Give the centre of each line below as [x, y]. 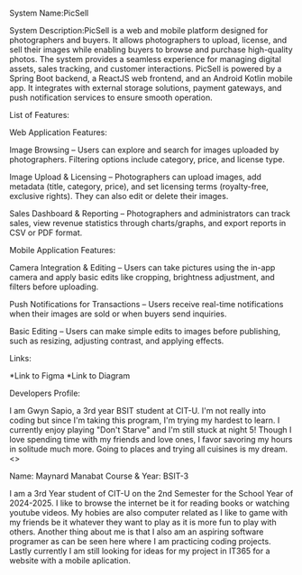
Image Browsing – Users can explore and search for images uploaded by [144, 150]
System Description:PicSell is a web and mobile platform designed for [139, 30]
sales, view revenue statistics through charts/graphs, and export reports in [148, 223]
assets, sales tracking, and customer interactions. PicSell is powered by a [146, 68]
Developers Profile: [45, 393]
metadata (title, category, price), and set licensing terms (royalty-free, [139, 187]
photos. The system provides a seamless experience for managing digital [146, 59]
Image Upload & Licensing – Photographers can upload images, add [135, 177]
